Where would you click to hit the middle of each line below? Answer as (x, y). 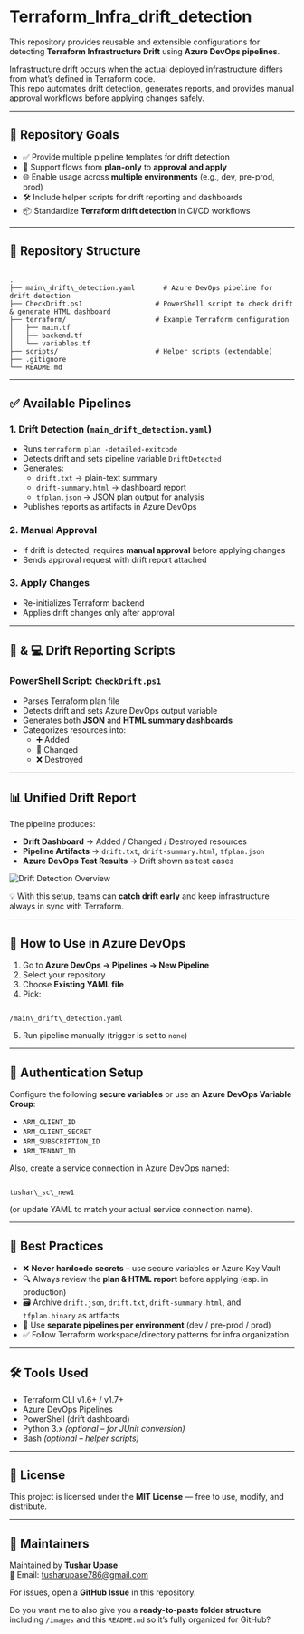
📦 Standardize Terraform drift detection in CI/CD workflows (136, 210)
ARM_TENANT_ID (49, 1151)
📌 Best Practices (57, 1246)
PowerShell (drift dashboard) (76, 1419)
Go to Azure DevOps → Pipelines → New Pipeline (116, 965)
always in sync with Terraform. (66, 906)
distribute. (28, 1506)
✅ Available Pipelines (71, 403)
